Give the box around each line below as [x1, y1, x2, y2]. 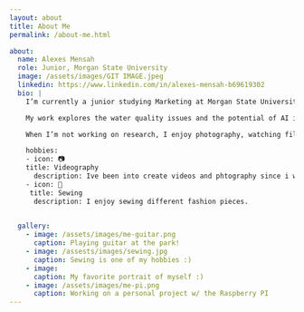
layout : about [9, 13, 63, 23]
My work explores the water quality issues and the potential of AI [25, 113, 290, 122]
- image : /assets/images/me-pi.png [25, 280, 160, 290]
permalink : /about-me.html [9, 30, 111, 39]
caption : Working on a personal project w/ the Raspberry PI [33, 289, 270, 298]
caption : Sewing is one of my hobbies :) [33, 255, 193, 264]
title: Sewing [29, 188, 83, 198]
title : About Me [9, 22, 71, 31]
